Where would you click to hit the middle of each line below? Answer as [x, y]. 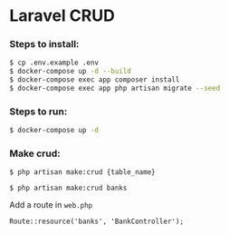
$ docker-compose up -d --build [70, 72]
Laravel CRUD [62, 16]
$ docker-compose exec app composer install [95, 80]
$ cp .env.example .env [54, 63]
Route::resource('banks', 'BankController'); [96, 222]
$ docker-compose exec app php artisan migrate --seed [115, 88]
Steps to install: [44, 44]
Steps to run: [38, 112]
